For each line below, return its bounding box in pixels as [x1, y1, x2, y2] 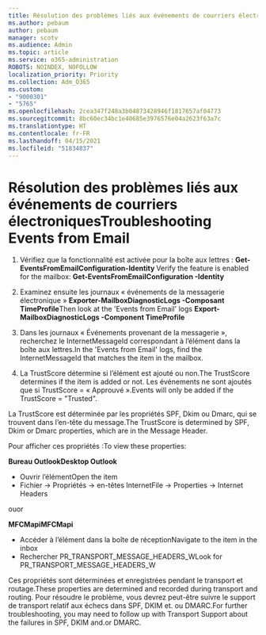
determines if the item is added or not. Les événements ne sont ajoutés [19, 377, 252, 387]
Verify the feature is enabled [156, 263, 249, 274]
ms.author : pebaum [8, 19, 69, 27]
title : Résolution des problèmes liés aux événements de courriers [8, 11, 236, 20]
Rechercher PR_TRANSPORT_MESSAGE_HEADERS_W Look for [19, 552, 223, 561]
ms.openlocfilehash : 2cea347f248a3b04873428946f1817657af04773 [8, 108, 222, 116]
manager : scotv [8, 33, 59, 42]
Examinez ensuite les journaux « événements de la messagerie [19, 287, 226, 297]
